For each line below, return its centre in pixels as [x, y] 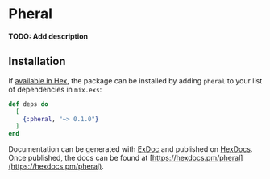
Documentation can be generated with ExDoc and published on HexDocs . [131, 149]
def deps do [28, 104]
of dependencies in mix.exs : [55, 89]
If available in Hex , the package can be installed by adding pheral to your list [135, 80]
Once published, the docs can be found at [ [81, 158]
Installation [37, 61]
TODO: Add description [48, 36]
